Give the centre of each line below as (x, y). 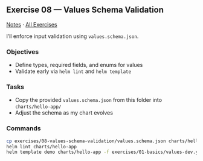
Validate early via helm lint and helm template (73, 71)
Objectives (23, 52)
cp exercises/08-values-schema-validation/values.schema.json (86, 141)
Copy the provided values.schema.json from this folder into (88, 100)
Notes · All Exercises (32, 24)
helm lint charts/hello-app (42, 147)
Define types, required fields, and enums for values (79, 65)
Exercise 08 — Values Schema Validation (85, 10)
